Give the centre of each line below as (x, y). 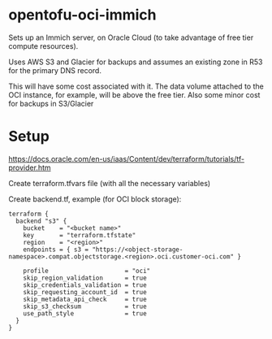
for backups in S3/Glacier (51, 103)
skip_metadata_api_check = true (85, 299)
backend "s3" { (41, 221)
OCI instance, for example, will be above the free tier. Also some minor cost (134, 94)
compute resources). (43, 46)
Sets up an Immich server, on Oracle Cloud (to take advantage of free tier (131, 37)
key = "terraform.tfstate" (80, 235)
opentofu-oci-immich (82, 15)
